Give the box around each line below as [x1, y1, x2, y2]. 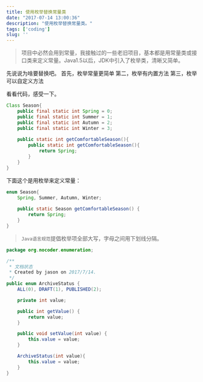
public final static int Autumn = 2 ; [17, 120, 113, 126]
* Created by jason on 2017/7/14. [9, 269, 97, 275]
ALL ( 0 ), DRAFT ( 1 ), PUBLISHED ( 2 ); [17, 286, 102, 292]
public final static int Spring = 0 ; [17, 108, 113, 114]
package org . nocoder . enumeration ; [6, 247, 94, 253]
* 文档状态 [9, 264, 33, 270]
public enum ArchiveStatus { [6, 281, 80, 287]
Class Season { [6, 103, 43, 109]
